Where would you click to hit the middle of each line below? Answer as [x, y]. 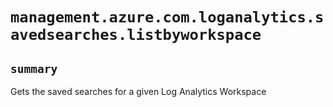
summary [34, 68]
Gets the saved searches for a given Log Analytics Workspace [138, 91]
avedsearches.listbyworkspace [136, 35]
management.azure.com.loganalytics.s [167, 17]
